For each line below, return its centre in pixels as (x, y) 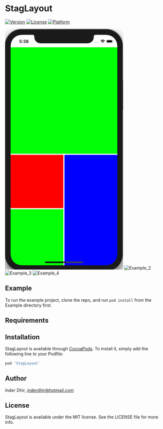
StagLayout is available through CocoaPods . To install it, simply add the (77, 348)
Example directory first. (28, 305)
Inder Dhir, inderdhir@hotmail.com (39, 390)
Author (16, 379)
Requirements (27, 320)
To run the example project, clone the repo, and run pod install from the (78, 300)
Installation (22, 337)
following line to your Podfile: (34, 354)
